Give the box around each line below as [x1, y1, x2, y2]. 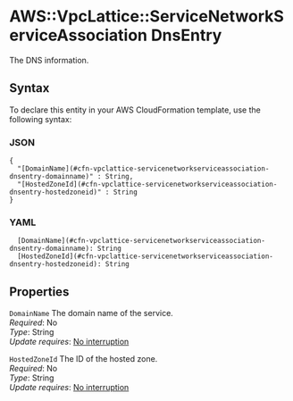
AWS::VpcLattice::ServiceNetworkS [9, 6, 284, 27]
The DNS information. [9, 54, 89, 65]
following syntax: [9, 113, 72, 124]
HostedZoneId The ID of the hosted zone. [9, 354, 158, 364]
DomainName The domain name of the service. [9, 308, 174, 319]
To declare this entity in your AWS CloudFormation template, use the [9, 104, 261, 115]
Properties [9, 284, 70, 299]
